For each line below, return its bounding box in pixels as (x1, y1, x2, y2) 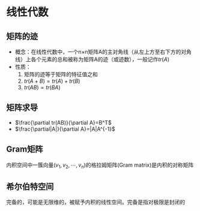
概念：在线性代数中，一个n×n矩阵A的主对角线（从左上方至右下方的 (14, 49, 181, 55)
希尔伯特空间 (6, 181, 54, 192)
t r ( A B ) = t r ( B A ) (23, 84, 61, 91)
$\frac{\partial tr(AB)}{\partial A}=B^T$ (14, 119, 112, 126)
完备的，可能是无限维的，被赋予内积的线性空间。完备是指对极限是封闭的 (6, 198, 185, 206)
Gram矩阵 (6, 144, 43, 155)
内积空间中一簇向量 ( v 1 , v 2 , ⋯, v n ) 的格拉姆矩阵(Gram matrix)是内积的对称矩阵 (6, 161, 194, 170)
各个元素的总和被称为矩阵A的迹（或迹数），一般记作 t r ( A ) (31, 56, 170, 63)
